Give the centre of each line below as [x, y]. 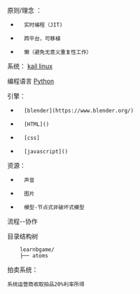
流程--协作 [22, 221]
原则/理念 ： [24, 10]
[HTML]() [37, 124]
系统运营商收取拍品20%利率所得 [46, 284]
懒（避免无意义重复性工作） [58, 52]
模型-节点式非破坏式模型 [55, 207]
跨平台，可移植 [42, 39]
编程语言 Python [31, 81]
